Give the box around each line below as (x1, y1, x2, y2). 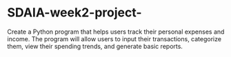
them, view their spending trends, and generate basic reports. (7, 42, 183, 50)
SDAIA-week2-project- (7, 5, 143, 21)
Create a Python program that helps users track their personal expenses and (7, 27, 225, 36)
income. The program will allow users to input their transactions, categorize (7, 34, 222, 43)
